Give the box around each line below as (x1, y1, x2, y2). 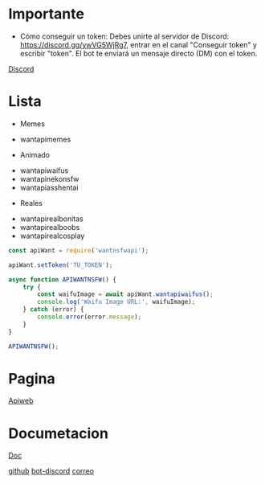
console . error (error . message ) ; (37, 313, 142, 321)
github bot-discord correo (8, 466, 95, 476)
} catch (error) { (22, 306, 84, 314)
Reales (19, 198, 43, 207)
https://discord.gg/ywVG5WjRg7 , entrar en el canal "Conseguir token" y (19, 39, 257, 49)
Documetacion (8, 424, 108, 442)
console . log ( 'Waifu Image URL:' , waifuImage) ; (37, 298, 196, 306)
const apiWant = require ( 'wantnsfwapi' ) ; (8, 246, 149, 254)
